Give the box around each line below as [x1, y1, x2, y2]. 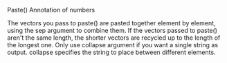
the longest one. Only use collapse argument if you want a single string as [7, 41, 219, 49]
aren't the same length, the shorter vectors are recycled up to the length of [7, 34, 221, 42]
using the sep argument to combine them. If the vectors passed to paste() [7, 27, 218, 34]
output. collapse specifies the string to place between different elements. [7, 48, 216, 56]
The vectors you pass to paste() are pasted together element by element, [7, 19, 216, 27]
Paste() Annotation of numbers [7, 6, 96, 14]
